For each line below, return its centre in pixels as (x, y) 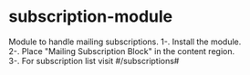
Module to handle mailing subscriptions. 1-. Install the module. (125, 42)
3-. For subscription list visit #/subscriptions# (94, 61)
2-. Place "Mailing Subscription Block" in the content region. (121, 51)
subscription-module (91, 17)
